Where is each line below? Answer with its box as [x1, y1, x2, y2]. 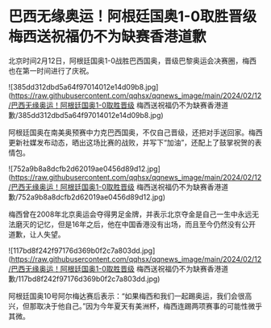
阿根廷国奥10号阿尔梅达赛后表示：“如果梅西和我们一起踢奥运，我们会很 [8, 291, 245, 301]
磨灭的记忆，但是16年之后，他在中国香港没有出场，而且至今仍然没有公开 [15, 219, 256, 229]
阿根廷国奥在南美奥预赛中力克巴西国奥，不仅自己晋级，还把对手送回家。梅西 [8, 127, 263, 137]
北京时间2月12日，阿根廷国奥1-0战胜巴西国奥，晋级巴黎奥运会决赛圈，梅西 [8, 56, 256, 65]
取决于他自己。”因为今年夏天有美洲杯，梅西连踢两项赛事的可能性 [35, 301, 248, 311]
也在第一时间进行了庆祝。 [8, 65, 94, 75]
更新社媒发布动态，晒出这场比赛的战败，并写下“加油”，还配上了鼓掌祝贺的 [8, 137, 256, 147]
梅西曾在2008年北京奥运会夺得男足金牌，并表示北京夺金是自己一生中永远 [8, 209, 252, 219]
